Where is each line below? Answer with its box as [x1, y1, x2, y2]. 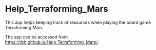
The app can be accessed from [5, 34, 68, 40]
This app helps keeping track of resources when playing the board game [5, 19, 151, 25]
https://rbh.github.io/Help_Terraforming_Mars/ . [5, 39, 99, 45]
